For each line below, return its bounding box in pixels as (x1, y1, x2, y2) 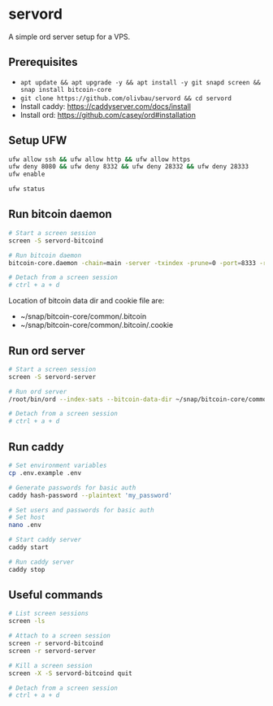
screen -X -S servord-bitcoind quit (8, 669, 132, 678)
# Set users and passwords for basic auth (8, 506, 154, 514)
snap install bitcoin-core (19, 85, 112, 94)
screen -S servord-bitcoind (8, 237, 104, 245)
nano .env (8, 521, 42, 529)
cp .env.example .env (8, 468, 82, 477)
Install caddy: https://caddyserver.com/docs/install (19, 101, 191, 111)
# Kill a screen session (8, 661, 93, 669)
